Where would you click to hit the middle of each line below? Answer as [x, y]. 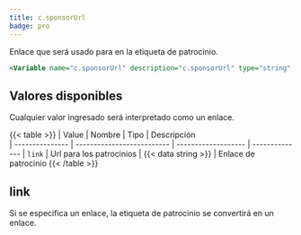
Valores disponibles [66, 96]
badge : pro [30, 26]
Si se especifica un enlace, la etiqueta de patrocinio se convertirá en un [142, 213]
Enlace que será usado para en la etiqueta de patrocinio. [114, 51]
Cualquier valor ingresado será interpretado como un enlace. [122, 117]
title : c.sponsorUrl [48, 17]
